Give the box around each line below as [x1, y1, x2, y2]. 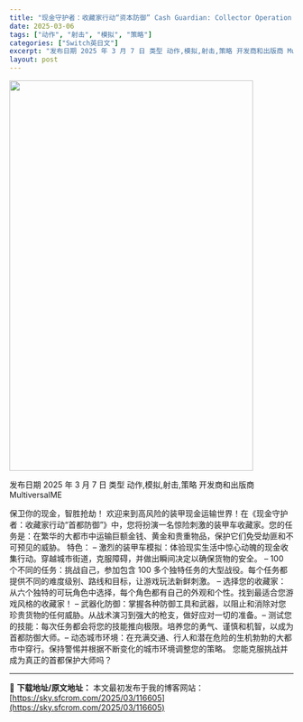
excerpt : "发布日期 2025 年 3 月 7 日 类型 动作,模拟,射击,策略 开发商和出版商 [9, 47, 284, 56]
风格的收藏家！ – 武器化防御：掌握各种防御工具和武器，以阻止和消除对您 [16, 598, 287, 609]
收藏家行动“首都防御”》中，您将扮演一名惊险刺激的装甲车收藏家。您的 [24, 520, 286, 530]
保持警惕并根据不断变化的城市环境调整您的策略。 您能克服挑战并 [48, 643, 289, 654]
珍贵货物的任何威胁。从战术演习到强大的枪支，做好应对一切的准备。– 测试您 [9, 610, 292, 620]
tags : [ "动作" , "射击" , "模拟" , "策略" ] [9, 30, 152, 39]
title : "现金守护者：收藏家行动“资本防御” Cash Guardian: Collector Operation [9, 13, 292, 23]
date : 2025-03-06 [9, 22, 75, 31]
